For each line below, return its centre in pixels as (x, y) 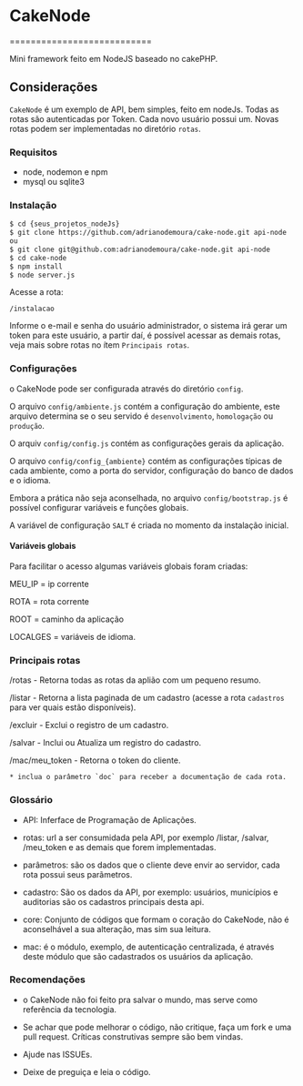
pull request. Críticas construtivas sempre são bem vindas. (133, 1036)
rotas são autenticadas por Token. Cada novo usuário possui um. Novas (144, 118)
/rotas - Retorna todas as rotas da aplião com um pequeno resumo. (135, 680)
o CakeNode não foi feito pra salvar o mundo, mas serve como (140, 1000)
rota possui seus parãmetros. (77, 874)
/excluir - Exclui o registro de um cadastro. (89, 726)
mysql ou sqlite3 (53, 182)
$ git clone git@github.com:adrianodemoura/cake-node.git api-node (140, 249)
